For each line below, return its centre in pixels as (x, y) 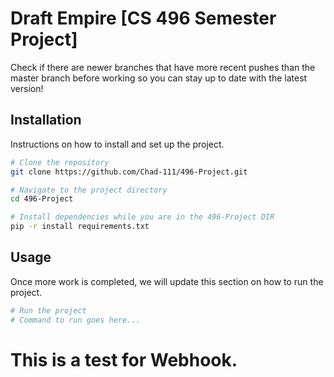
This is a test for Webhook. (124, 359)
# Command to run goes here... (75, 320)
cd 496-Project (42, 199)
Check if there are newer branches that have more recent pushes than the (163, 67)
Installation (46, 120)
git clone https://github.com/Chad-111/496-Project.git (129, 172)
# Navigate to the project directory (89, 190)
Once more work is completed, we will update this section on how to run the (167, 281)
